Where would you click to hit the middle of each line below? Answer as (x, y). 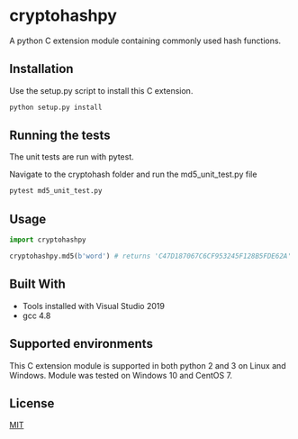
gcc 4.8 (36, 316)
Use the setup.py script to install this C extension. (101, 90)
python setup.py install (56, 107)
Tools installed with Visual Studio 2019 (93, 306)
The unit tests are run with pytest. (72, 157)
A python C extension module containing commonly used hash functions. (145, 41)
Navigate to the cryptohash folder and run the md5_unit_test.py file (133, 174)
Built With (37, 284)
